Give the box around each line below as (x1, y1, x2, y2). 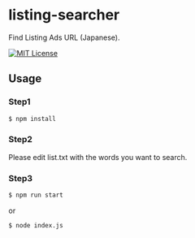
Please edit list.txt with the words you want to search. (8, 152, 188, 162)
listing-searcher (8, 6, 120, 24)
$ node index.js (8, 221, 63, 229)
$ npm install (8, 115, 57, 123)
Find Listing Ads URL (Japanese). (8, 32, 120, 42)
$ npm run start (8, 191, 63, 200)
